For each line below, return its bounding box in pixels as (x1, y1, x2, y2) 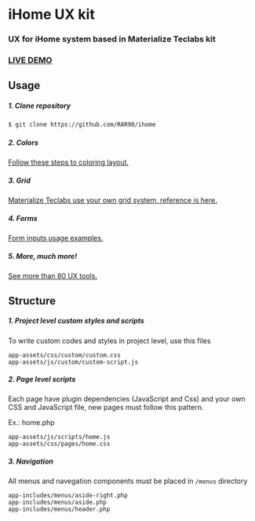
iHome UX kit (8, 6, 96, 24)
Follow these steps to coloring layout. (8, 157, 129, 167)
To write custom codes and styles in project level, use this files (8, 336, 211, 345)
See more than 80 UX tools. (8, 272, 98, 281)
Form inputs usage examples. (8, 234, 104, 243)
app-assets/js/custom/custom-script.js (8, 358, 139, 366)
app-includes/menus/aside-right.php (8, 492, 128, 500)
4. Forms (8, 213, 38, 223)
